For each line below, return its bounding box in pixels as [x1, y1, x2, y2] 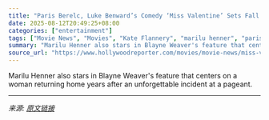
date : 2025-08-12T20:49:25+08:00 [8, 19, 120, 27]
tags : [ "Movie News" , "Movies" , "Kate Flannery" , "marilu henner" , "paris [8, 34, 263, 42]
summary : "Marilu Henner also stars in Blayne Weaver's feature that [8, 42, 246, 50]
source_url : [8, 49, 48, 57]
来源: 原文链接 [8, 103, 54, 113]
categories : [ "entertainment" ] [8, 26, 113, 34]
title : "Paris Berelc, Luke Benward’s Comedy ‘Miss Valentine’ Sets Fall [8, 11, 260, 20]
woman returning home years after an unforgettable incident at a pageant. [8, 79, 253, 89]
